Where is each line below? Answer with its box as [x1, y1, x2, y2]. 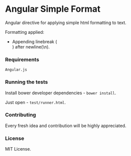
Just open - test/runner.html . [5, 99, 66, 105]
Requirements [5, 56, 40, 63]
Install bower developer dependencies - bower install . [5, 90, 116, 96]
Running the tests [5, 78, 48, 85]
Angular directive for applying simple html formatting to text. [5, 20, 127, 26]
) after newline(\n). [12, 44, 50, 50]
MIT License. [5, 146, 31, 152]
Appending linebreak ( [12, 38, 57, 45]
